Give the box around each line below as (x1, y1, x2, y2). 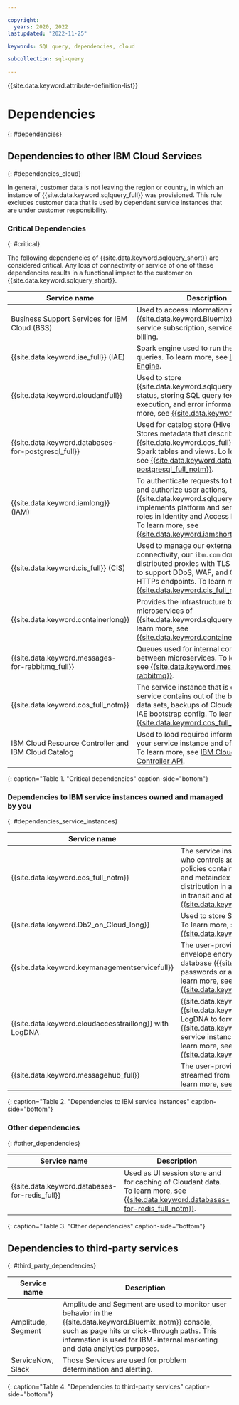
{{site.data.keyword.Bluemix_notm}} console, (62, 1317, 212, 1327)
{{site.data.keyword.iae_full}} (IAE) (11, 352, 126, 362)
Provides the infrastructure (136, 597, 226, 607)
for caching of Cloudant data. (124, 1177, 222, 1186)
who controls (180, 855, 225, 865)
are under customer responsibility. (7, 206, 108, 214)
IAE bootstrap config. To (136, 709, 218, 719)
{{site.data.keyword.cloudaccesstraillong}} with (11, 1019, 169, 1028)
